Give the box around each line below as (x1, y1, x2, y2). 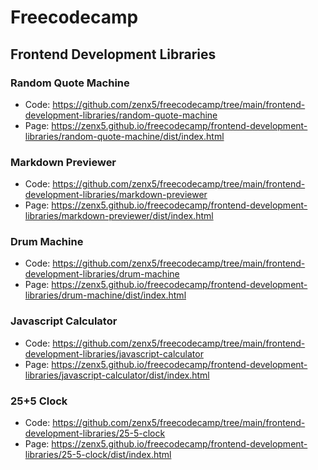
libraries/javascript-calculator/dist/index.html (24, 369, 210, 381)
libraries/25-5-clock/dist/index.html (24, 449, 172, 461)
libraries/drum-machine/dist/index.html (24, 289, 187, 301)
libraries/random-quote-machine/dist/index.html (24, 130, 225, 142)
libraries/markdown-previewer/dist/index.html (24, 210, 214, 222)
